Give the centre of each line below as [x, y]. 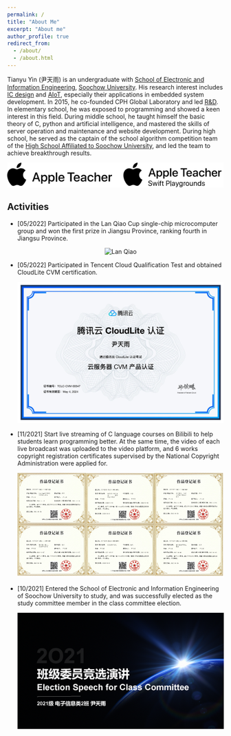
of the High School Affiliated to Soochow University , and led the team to [109, 145]
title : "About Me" [33, 22]
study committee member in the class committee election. [99, 603]
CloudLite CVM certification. [57, 272]
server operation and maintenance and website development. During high [111, 131]
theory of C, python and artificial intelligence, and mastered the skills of [108, 123]
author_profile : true [38, 36]
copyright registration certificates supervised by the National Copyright [118, 456]
